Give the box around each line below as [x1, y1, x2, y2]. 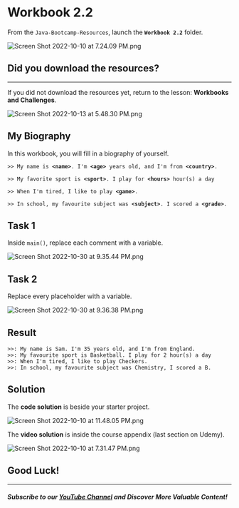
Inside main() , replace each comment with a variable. [7, 238, 164, 247]
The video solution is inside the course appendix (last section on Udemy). [7, 430, 225, 439]
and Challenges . [7, 96, 57, 104]
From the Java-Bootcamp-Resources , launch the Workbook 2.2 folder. [7, 28, 203, 36]
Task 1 [7, 219, 36, 232]
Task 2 [7, 273, 38, 285]
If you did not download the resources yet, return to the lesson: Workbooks [7, 88, 229, 96]
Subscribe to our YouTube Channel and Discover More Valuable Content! [7, 493, 228, 502]
